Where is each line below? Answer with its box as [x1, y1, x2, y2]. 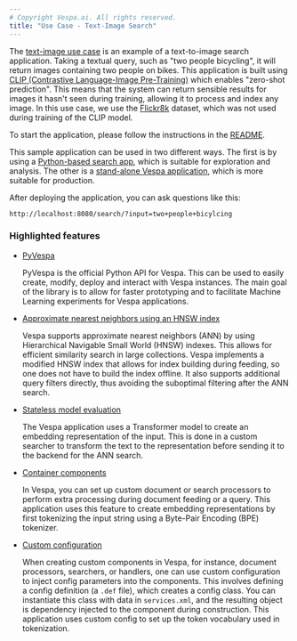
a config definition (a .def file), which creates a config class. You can [21, 585, 276, 596]
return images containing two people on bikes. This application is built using [9, 64, 288, 76]
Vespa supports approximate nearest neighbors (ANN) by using [21, 330, 255, 341]
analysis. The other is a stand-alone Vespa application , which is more [9, 166, 264, 176]
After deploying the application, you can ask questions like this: [9, 192, 241, 203]
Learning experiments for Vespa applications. [21, 296, 189, 306]
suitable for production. [9, 174, 95, 185]
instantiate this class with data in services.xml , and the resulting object [21, 594, 283, 605]
